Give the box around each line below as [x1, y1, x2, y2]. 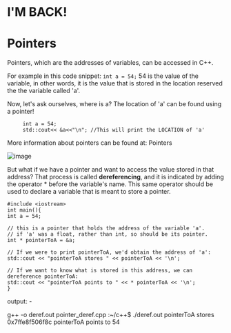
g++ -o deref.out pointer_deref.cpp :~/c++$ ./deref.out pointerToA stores [7, 311, 215, 319]
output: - [7, 297, 32, 305]
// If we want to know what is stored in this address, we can [7, 267, 193, 274]
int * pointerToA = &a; [7, 237, 76, 244]
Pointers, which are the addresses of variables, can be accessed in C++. [7, 59, 214, 67]
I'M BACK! [7, 4, 68, 20]
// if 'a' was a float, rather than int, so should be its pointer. [7, 231, 208, 238]
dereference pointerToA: [7, 273, 79, 280]
